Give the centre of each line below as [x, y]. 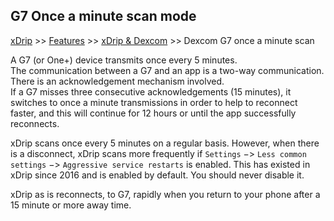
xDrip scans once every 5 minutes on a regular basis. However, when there [165, 143]
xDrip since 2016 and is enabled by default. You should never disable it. [157, 175]
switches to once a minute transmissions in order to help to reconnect [154, 102]
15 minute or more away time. [71, 205]
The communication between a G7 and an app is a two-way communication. [167, 70]
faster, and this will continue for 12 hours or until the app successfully [153, 113]
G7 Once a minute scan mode [103, 16]
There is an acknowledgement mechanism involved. [117, 81]
